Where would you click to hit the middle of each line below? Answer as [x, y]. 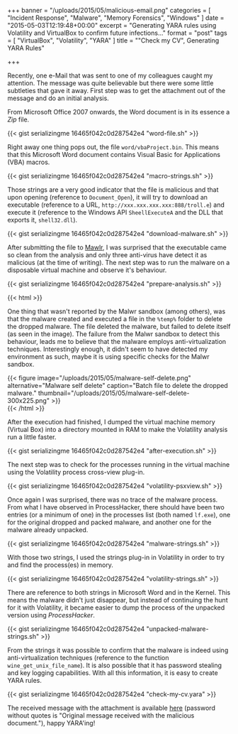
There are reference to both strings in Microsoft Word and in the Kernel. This [119, 592]
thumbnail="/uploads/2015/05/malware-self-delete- [114, 393]
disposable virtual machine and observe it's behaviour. [87, 270]
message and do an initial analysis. [58, 98]
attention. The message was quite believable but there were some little [110, 83]
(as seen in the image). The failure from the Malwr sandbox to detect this [114, 334]
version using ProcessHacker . [51, 615]
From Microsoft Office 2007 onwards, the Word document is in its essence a [119, 112]
